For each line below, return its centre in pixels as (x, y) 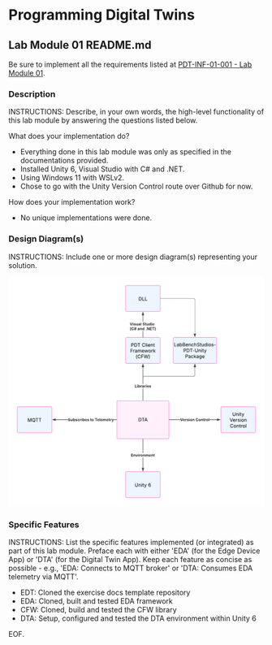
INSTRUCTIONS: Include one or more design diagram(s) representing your (133, 257)
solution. (23, 265)
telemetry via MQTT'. (43, 577)
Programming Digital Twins (101, 15)
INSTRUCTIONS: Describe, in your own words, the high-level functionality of (136, 112)
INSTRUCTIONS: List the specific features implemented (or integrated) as (131, 543)
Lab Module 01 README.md (80, 45)
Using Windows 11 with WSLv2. (72, 178)
